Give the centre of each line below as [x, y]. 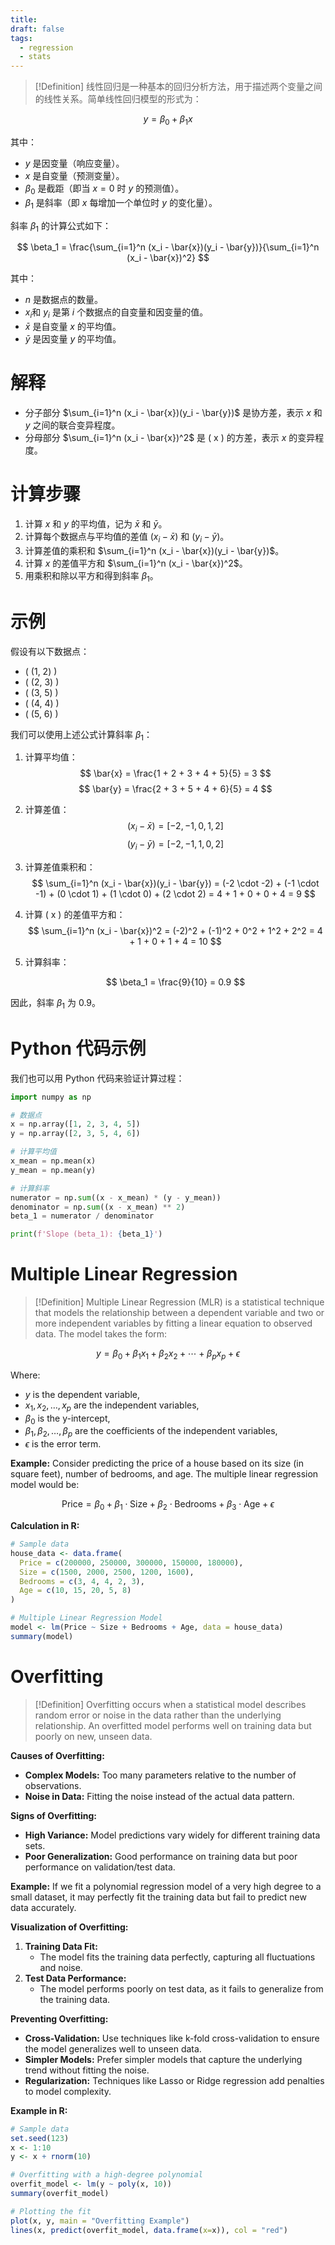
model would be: [45, 1485]
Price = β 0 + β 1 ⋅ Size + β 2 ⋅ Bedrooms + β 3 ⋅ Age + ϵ [168, 1505]
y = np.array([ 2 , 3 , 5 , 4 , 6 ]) [75, 1134]
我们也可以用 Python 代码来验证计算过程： [97, 1078]
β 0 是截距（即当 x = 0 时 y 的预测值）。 [104, 189]
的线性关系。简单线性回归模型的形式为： [118, 99]
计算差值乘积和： [60, 867]
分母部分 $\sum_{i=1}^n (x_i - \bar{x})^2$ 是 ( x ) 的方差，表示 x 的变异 [170, 438]
